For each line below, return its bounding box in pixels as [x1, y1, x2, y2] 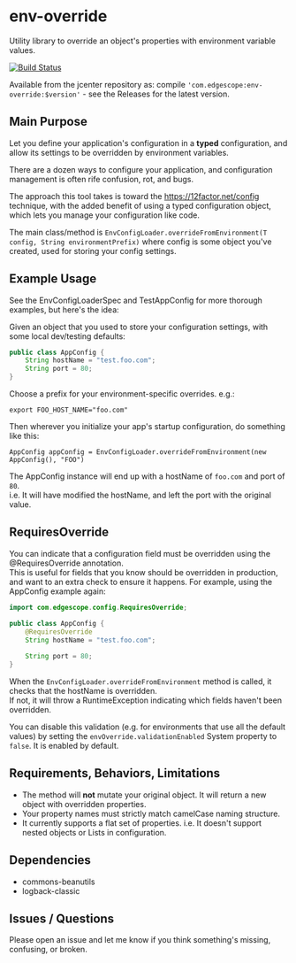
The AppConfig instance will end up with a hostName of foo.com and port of [9, 471, 285, 481]
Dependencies [9, 852, 91, 868]
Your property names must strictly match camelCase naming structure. [21, 808, 281, 819]
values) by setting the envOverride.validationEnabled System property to [9, 731, 277, 741]
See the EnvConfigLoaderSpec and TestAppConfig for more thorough [9, 295, 263, 305]
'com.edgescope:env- [186, 81, 263, 89]
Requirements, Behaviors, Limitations [9, 766, 221, 781]
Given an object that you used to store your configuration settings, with [9, 321, 269, 332]
